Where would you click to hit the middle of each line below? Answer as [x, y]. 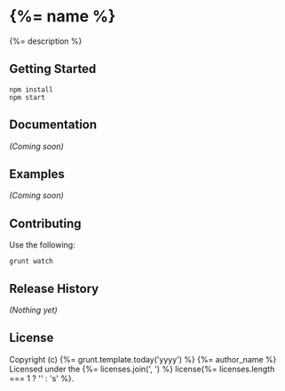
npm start [28, 97]
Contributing [45, 223]
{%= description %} [46, 41]
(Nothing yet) [33, 310]
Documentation [53, 125]
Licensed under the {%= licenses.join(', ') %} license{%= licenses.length [142, 369]
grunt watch [31, 261]
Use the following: [42, 245]
